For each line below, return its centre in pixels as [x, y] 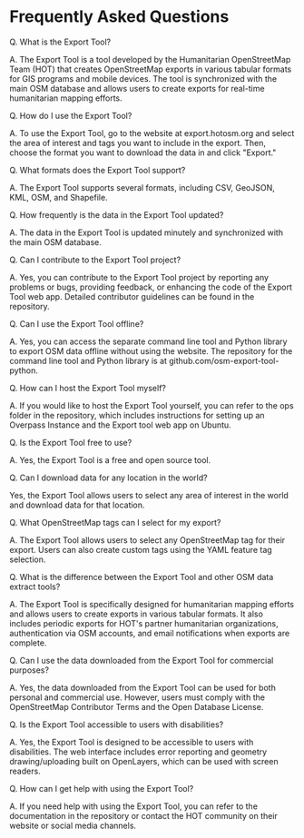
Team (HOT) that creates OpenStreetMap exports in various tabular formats [151, 69]
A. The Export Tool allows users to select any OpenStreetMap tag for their [147, 540]
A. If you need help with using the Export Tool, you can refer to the [134, 806]
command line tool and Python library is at [88, 360]
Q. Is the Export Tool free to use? [71, 442]
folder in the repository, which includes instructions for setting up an [137, 415]
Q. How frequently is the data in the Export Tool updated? [117, 214]
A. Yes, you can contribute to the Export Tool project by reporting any [139, 277]
